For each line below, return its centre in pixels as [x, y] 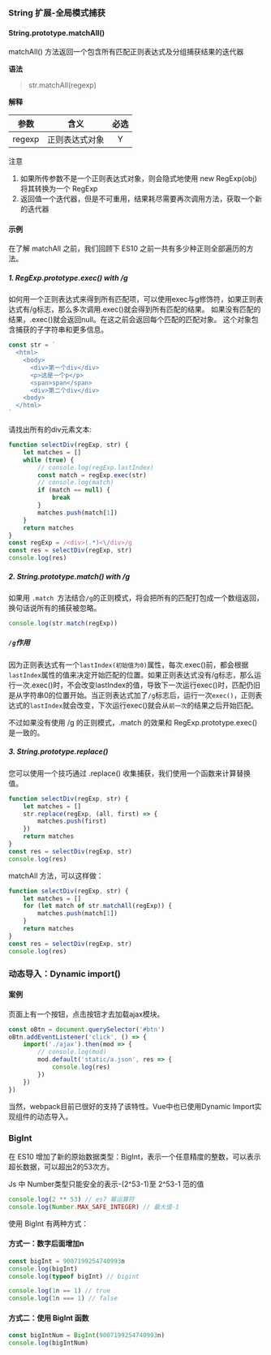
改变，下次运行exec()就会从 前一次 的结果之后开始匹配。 [167, 705]
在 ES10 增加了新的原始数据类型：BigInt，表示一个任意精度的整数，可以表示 [135, 1156]
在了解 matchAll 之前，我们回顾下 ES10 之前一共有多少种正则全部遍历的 [127, 248]
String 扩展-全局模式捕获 [57, 12]
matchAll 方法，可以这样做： [56, 875]
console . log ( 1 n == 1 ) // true [60, 1291]
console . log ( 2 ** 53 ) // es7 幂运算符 [72, 1199]
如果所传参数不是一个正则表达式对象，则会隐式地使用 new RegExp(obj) [138, 179]
